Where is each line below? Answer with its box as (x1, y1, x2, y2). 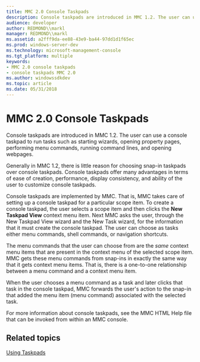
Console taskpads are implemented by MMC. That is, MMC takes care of (6, 192, 185, 199)
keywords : (6, 58, 31, 64)
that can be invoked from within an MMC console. (6, 316, 129, 323)
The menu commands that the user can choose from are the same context (6, 242, 189, 249)
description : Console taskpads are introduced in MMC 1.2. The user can (6, 14, 190, 20)
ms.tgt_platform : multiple (6, 53, 73, 59)
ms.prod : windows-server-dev (6, 42, 79, 48)
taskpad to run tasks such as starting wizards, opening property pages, (6, 138, 182, 145)
